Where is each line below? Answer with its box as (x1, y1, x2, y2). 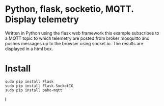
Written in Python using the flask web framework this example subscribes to (5, 30, 160, 36)
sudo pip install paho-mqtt (5, 87, 63, 93)
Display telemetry (5, 14, 80, 25)
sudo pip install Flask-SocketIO (5, 83, 74, 88)
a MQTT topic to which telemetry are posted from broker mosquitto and (5, 35, 150, 41)
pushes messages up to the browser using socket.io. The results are (5, 40, 143, 46)
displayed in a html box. (5, 46, 53, 52)
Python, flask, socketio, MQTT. (5, 3, 134, 15)
